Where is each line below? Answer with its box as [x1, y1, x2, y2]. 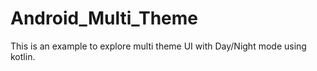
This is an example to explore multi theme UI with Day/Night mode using [10, 40, 307, 52]
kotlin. [10, 50, 36, 62]
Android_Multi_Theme [10, 7, 199, 30]
